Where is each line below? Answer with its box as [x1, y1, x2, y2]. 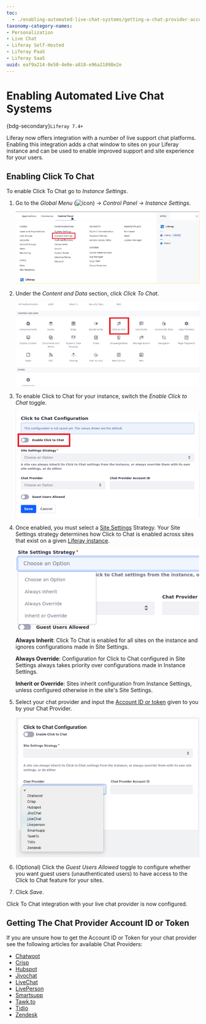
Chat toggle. [15, 399, 47, 407]
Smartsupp [15, 992, 44, 999]
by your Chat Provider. [15, 705, 72, 713]
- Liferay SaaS [6, 55, 45, 61]
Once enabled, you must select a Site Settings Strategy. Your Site [15, 524, 181, 532]
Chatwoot [15, 952, 40, 960]
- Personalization [6, 29, 53, 36]
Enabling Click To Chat [6, 171, 95, 181]
